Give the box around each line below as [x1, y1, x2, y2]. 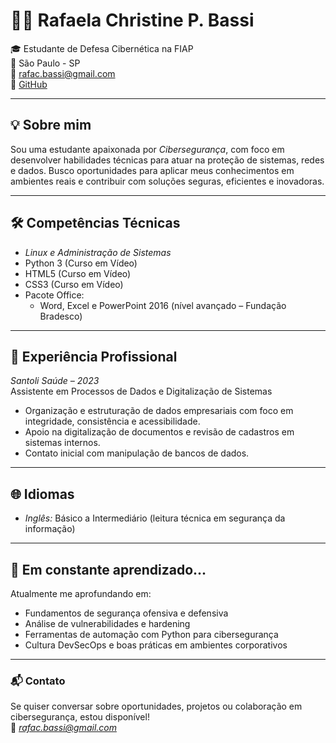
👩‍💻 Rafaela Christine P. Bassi [10, 9, 255, 32]
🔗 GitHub [10, 78, 48, 90]
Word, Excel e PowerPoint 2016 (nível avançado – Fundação [39, 299, 287, 311]
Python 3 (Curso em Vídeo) [24, 257, 138, 269]
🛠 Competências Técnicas [10, 215, 181, 232]
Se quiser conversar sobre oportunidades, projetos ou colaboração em [10, 700, 303, 713]
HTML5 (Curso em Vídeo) [24, 267, 132, 279]
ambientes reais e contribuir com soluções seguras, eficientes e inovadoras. [10, 175, 325, 187]
